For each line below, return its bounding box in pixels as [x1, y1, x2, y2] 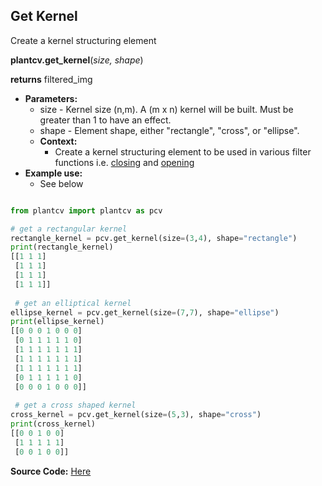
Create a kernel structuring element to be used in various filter [54, 145, 312, 158]
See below [39, 177, 84, 189]
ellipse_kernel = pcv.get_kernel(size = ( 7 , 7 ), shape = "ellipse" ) [10, 307, 280, 318]
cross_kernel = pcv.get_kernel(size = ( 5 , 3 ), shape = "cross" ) [10, 410, 262, 420]
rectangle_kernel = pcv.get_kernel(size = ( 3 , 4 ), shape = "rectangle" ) [10, 233, 298, 243]
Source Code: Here [10, 465, 92, 477]
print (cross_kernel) [10, 419, 97, 429]
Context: [39, 135, 78, 147]
